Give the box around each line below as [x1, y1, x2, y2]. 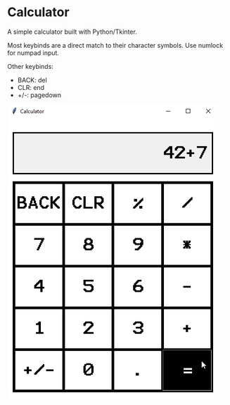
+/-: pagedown [17, 91, 62, 99]
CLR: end [17, 83, 44, 91]
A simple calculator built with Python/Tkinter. [7, 27, 137, 36]
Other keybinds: [7, 62, 54, 70]
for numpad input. [7, 49, 60, 57]
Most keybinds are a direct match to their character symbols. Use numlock [7, 41, 224, 49]
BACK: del [17, 75, 47, 84]
